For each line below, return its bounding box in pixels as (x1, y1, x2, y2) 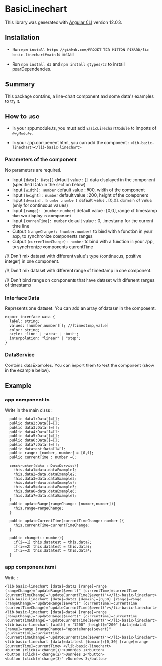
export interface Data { (5, 315, 55, 319)
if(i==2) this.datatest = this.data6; (14, 544, 92, 549)
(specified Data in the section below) (12, 182, 86, 187)
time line (12, 223, 29, 229)
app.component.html (5, 564, 56, 570)
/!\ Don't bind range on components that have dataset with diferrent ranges (5, 277, 155, 283)
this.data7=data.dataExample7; (14, 493, 77, 498)
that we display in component (12, 213, 71, 218)
